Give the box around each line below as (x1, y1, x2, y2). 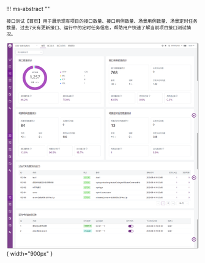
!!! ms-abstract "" (6, 6, 50, 12)
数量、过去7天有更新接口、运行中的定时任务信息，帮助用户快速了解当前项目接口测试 (6, 25, 187, 31)
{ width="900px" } (6, 250, 53, 257)
